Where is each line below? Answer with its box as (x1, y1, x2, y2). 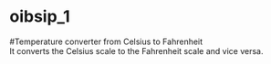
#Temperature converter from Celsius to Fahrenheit (9, 36, 203, 47)
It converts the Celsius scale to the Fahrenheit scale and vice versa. (9, 45, 264, 56)
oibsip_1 (9, 6, 70, 27)
